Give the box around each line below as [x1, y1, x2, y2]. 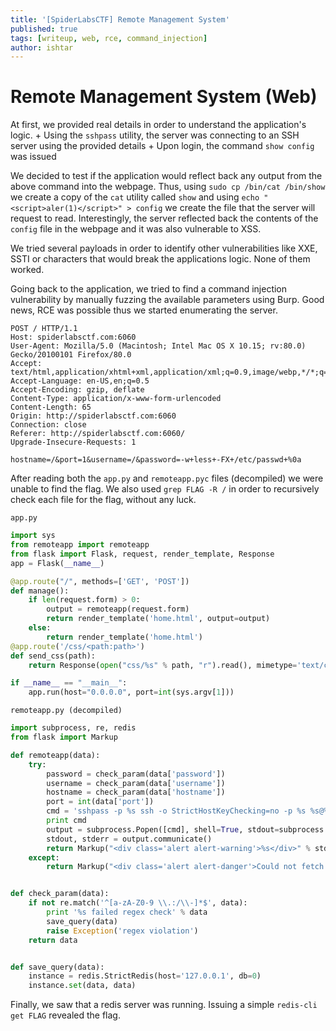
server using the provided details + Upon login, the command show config [10, 140, 315, 152]
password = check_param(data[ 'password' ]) [46, 769, 226, 779]
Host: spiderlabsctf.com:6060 [10, 332, 137, 343]
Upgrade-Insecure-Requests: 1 [10, 437, 137, 448]
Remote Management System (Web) [10, 86, 318, 108]
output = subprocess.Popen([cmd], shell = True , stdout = [46, 824, 280, 835]
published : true [10, 24, 78, 34]
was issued [10, 151, 57, 163]
